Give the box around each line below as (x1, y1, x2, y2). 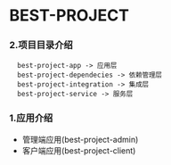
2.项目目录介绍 (9, 39, 73, 52)
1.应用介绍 (9, 112, 53, 125)
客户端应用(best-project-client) (21, 144, 136, 156)
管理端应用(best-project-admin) (21, 134, 139, 144)
